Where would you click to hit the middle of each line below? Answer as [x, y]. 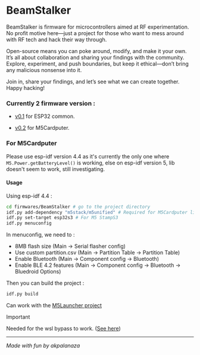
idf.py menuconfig [29, 223]
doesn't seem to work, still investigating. [56, 169]
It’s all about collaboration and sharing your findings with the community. [95, 57]
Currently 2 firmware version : [51, 103]
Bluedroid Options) [38, 272]
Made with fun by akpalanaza [43, 345]
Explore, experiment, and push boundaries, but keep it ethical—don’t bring [98, 64]
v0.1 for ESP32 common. [45, 116]
